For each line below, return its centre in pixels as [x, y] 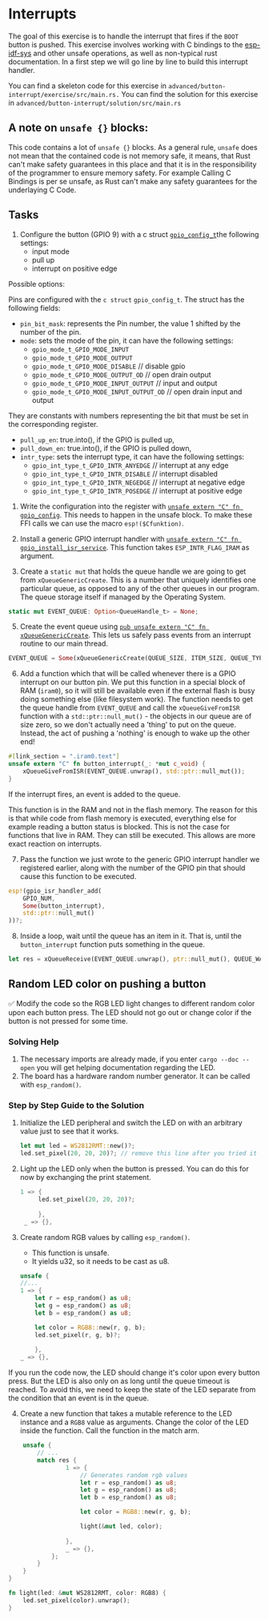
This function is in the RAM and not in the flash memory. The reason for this [133, 809]
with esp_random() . [50, 1085]
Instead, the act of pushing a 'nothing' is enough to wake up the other [135, 733]
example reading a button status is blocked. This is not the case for [119, 827]
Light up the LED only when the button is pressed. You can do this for [134, 1169]
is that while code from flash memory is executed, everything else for [123, 818]
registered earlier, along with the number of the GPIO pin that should [132, 868]
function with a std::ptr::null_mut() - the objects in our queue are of [136, 716]
